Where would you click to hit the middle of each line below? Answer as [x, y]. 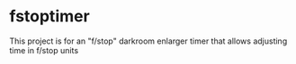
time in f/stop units [44, 50]
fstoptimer [49, 16]
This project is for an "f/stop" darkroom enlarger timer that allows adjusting [148, 41]
